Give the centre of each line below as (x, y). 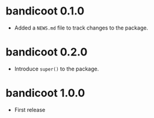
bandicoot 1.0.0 (45, 93)
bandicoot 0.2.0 (47, 52)
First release (30, 110)
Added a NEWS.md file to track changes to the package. (81, 28)
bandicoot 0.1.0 (45, 11)
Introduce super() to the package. (57, 69)
